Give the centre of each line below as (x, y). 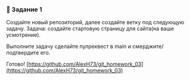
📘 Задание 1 (24, 9)
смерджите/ (148, 46)
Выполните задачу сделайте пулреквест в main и (69, 46)
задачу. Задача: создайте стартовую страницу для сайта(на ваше (90, 28)
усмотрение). (23, 35)
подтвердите (23, 53)
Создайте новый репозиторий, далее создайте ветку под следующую (95, 23)
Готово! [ (17, 64)
